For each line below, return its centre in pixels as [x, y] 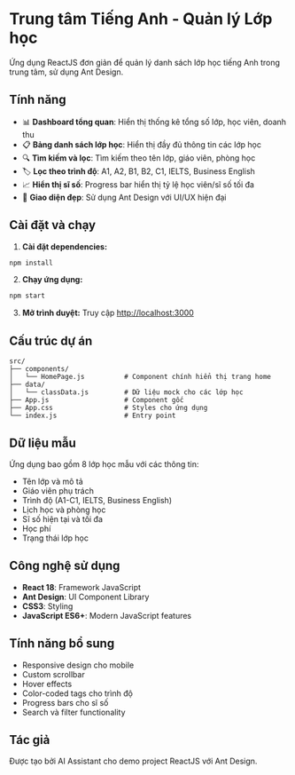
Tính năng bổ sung [62, 644]
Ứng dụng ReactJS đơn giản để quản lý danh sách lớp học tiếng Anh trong [145, 62]
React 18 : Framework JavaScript [82, 587]
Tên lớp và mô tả [53, 481]
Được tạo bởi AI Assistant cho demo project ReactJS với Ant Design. [133, 761]
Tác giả [30, 740]
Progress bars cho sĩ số [65, 702]
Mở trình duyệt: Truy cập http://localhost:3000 [108, 313]
